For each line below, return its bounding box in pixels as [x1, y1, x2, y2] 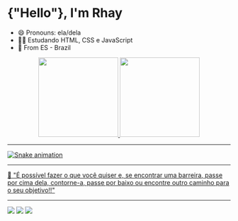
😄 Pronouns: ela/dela [17, 28, 81, 37]
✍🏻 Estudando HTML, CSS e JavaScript [17, 35, 133, 44]
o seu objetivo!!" [7, 186, 55, 194]
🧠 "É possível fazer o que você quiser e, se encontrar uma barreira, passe [7, 171, 223, 179]
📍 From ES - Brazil [17, 43, 71, 52]
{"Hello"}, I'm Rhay [7, 5, 123, 21]
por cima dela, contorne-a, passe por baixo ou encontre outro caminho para [7, 178, 229, 186]
